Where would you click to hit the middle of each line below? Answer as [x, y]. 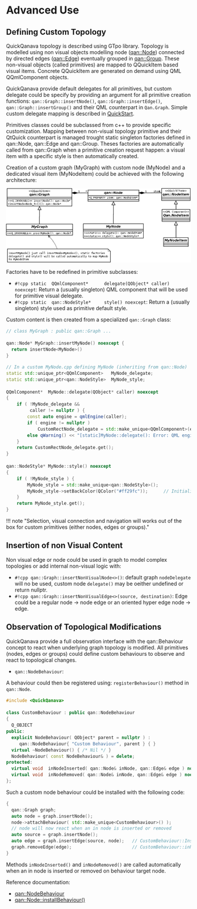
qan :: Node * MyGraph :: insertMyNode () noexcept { [65, 343]
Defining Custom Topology [56, 32]
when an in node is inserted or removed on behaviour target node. [86, 871]
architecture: [21, 180]
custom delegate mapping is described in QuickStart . [70, 113]
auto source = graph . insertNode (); [55, 835]
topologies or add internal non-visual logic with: [64, 566]
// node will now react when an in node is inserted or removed [91, 829]
